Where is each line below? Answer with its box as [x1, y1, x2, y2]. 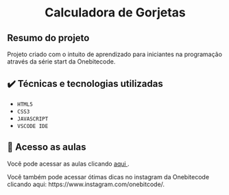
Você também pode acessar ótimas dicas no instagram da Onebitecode [7, 172, 210, 181]
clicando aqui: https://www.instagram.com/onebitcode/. [7, 180, 165, 188]
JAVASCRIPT [16, 115, 49, 122]
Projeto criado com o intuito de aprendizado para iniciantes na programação [7, 50, 223, 58]
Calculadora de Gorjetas [44, 5, 186, 21]
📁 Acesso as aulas [7, 142, 87, 153]
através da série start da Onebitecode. [7, 57, 116, 66]
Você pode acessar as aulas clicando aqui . [7, 159, 130, 168]
